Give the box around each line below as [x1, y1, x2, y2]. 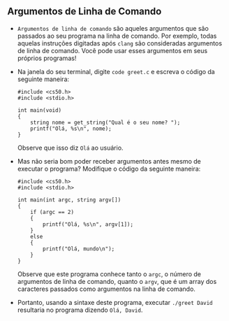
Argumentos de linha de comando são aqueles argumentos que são [17, 24, 209, 32]
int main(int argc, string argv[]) [17, 196, 121, 204]
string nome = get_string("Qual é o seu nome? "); [30, 119, 181, 126]
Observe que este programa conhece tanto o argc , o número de [17, 269, 201, 278]
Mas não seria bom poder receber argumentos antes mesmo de [17, 157, 201, 165]
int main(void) [17, 106, 62, 114]
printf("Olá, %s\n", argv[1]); [43, 220, 134, 228]
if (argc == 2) [30, 208, 75, 215]
